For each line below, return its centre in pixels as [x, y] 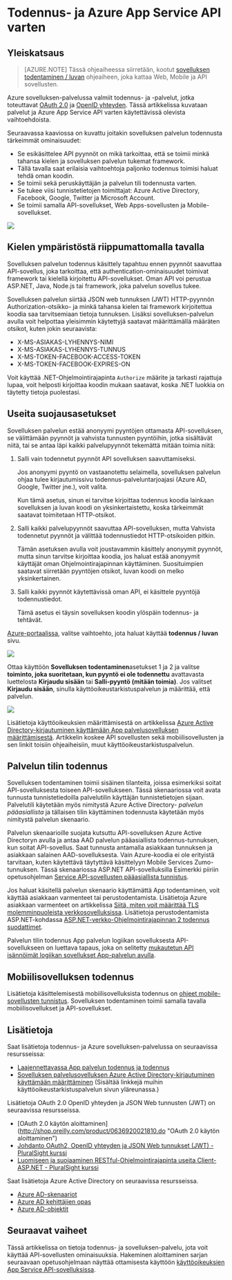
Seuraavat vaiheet [47, 1231]
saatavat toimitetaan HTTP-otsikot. [66, 515]
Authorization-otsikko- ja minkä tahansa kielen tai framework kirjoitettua [110, 306]
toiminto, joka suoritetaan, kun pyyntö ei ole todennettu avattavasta [106, 674]
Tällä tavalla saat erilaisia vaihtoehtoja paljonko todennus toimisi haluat [118, 168]
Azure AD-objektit [43, 1209]
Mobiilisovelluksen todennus [71, 977]
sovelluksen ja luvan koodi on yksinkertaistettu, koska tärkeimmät [110, 507]
